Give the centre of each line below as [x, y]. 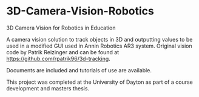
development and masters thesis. [48, 88]
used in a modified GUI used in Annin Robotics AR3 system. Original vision [99, 46]
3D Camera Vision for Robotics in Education [61, 28]
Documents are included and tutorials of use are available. [79, 70]
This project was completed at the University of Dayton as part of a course [99, 82]
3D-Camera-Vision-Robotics [80, 11]
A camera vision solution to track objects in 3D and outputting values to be [99, 39]
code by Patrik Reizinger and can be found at [63, 52]
